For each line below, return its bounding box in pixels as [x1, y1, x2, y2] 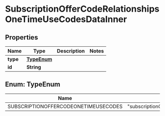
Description [56, 48, 85, 54]
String [26, 64, 41, 70]
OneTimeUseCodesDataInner [5, 14, 127, 25]
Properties [5, 33, 38, 41]
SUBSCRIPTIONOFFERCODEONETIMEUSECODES [7, 103, 123, 110]
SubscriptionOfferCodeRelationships [5, 3, 160, 15]
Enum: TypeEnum [5, 80, 60, 89]
